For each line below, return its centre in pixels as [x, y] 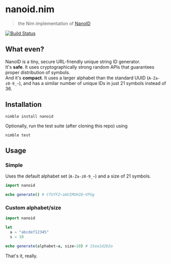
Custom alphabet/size [33, 208]
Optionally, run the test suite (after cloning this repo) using [66, 126]
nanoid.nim [30, 9]
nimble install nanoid [29, 116]
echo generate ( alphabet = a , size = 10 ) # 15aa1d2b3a [59, 246]
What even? [25, 49]
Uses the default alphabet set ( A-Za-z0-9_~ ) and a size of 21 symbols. [78, 176]
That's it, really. [21, 256]
